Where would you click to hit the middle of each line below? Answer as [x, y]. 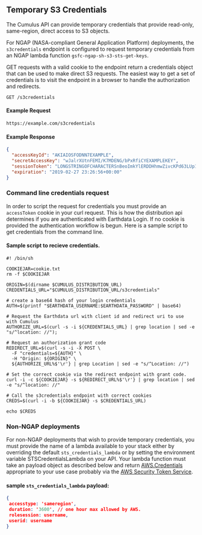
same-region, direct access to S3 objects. [58, 31]
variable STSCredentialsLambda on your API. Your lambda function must [96, 459]
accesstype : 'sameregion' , [43, 504]
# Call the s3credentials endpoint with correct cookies [79, 395]
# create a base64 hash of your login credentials [71, 300]
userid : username [30, 521]
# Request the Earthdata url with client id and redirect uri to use [95, 316]
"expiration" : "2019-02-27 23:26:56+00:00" [67, 172]
